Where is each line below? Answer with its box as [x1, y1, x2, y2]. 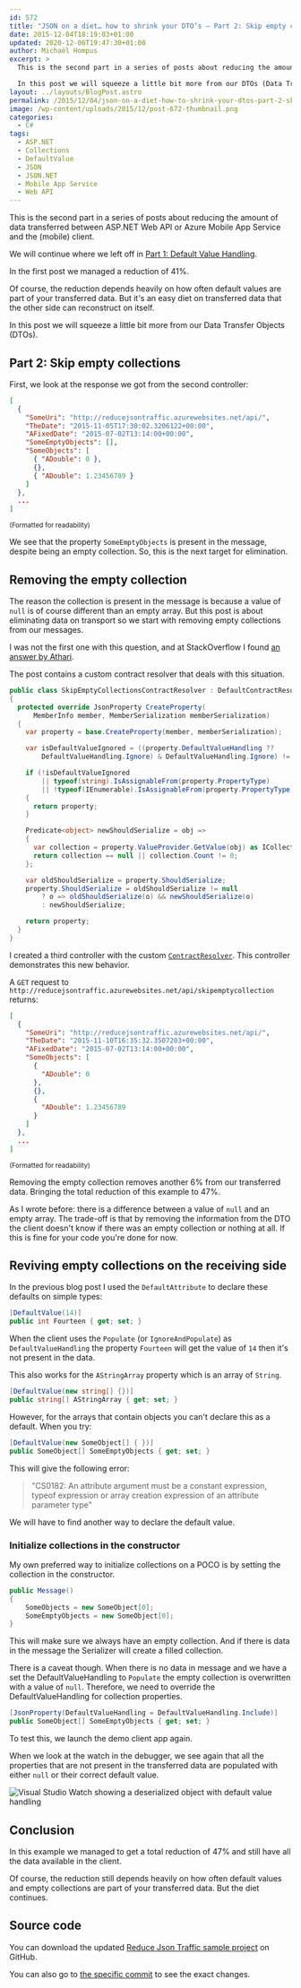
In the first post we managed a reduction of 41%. [9, 266, 190, 277]
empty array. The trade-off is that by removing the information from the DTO [9, 1213, 291, 1223]
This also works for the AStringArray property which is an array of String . [9, 1370, 282, 1380]
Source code [9, 1918, 82, 1933]
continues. [9, 1892, 48, 1903]
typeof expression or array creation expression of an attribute [30, 1490, 260, 1500]
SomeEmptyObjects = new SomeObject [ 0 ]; [25, 1611, 175, 1621]
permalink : [9, 96, 50, 105]
